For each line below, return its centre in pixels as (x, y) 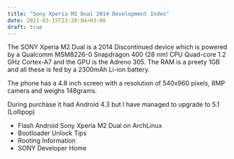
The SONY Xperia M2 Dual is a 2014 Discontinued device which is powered (117, 47)
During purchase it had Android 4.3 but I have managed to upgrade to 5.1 (113, 105)
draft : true (25, 27)
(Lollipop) (21, 112)
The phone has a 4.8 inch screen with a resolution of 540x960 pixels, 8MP (116, 83)
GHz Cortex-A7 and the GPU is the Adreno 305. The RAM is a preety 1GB (114, 62)
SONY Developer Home (52, 148)
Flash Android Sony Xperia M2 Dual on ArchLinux (90, 126)
